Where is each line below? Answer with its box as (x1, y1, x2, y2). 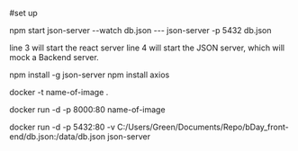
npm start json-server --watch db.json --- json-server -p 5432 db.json (9, 25, 272, 35)
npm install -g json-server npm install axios (9, 69, 170, 80)
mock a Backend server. (9, 52, 99, 62)
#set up (9, 8, 38, 18)
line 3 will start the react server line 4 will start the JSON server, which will (9, 42, 285, 53)
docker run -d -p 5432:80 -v (9, 121, 115, 132)
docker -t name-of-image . (9, 87, 109, 97)
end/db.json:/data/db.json (9, 131, 106, 142)
